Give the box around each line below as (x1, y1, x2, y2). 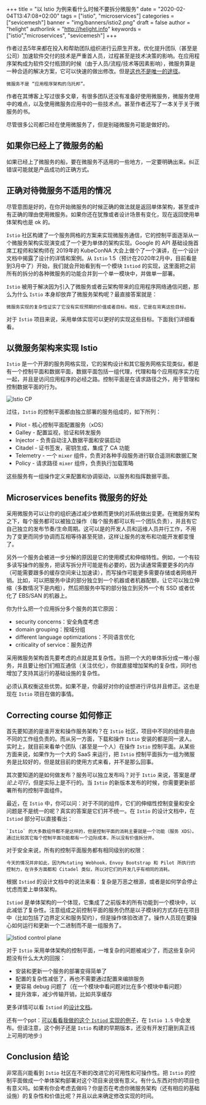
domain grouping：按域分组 (15, 626, 86, 633)
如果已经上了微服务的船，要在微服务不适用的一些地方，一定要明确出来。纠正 (6, 158, 200, 165)
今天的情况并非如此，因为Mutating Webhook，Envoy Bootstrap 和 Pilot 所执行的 (6, 860, 196, 866)
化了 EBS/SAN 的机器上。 (6, 592, 71, 599)
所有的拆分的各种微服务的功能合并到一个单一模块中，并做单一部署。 (6, 270, 178, 277)
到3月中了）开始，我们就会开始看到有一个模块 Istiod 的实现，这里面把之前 (6, 262, 196, 269)
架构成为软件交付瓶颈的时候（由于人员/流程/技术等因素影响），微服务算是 (11, 60, 196, 67)
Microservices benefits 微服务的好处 (6, 492, 148, 502)
